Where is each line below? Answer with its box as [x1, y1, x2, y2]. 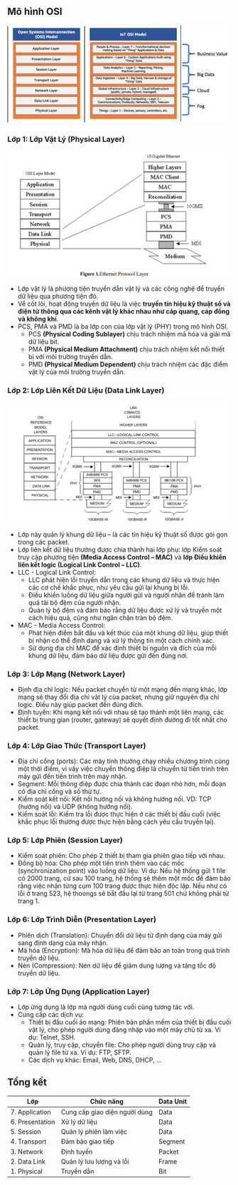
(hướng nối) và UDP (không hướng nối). [17, 802, 133, 811]
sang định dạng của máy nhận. [17, 938, 109, 947]
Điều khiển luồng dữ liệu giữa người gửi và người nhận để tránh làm [28, 591, 225, 599]
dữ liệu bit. [28, 338, 60, 346]
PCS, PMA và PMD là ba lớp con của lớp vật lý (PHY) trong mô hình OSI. [17, 322, 229, 331]
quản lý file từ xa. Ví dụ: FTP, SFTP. [28, 1048, 131, 1057]
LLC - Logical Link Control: [17, 568, 96, 576]
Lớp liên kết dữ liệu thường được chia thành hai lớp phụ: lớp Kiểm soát [17, 545, 222, 554]
